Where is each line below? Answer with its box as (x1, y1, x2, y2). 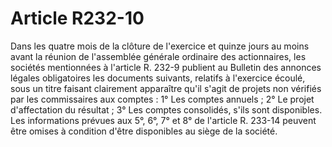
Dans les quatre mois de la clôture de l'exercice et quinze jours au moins (10, 40, 310, 52)
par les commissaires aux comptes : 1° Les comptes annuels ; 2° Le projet (10, 93, 315, 105)
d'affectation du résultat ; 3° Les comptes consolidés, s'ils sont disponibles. (10, 103, 323, 116)
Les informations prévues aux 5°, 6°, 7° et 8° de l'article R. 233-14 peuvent (10, 114, 317, 126)
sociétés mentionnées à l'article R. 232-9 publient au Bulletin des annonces (10, 61, 322, 73)
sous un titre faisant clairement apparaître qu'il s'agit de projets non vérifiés (10, 82, 322, 94)
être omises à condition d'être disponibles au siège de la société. (10, 125, 278, 137)
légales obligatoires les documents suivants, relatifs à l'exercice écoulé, (10, 72, 306, 84)
